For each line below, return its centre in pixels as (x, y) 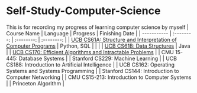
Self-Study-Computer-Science (83, 11)
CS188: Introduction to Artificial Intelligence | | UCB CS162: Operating (91, 64)
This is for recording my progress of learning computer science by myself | (98, 27)
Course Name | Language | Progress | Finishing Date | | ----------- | (89, 33)
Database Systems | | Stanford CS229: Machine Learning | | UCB (98, 58)
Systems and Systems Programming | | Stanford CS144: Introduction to (93, 71)
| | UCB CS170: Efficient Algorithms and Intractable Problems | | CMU (90, 52)
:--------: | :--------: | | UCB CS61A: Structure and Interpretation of (96, 39)
